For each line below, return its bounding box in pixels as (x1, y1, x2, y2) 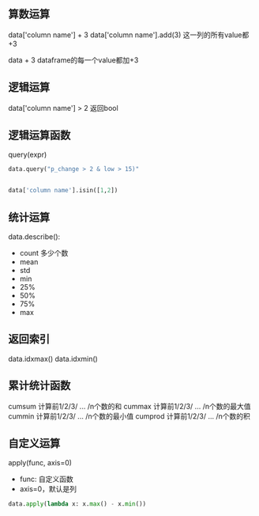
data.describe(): (8, 232, 61, 241)
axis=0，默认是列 (19, 484, 77, 494)
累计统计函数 (8, 379, 71, 393)
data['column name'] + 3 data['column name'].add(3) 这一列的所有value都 (8, 30, 250, 40)
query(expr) (8, 150, 47, 160)
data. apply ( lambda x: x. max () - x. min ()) (8, 500, 147, 508)
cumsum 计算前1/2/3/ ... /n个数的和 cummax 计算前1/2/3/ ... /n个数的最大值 (8, 401, 251, 411)
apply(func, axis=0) (8, 458, 73, 468)
